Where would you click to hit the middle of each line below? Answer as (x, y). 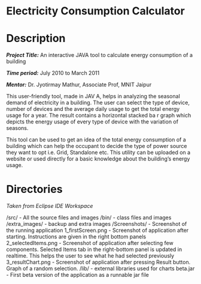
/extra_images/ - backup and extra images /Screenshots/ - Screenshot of (97, 224)
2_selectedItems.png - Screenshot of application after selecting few (90, 243)
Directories (34, 189)
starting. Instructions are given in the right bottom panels (76, 237)
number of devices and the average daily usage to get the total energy (93, 109)
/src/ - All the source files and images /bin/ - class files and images (89, 217)
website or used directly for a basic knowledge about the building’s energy (98, 159)
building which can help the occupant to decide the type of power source (97, 146)
